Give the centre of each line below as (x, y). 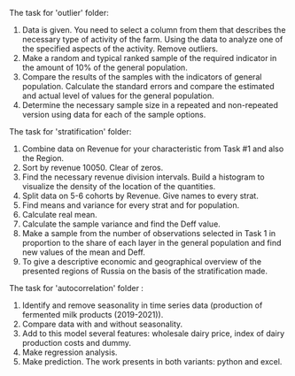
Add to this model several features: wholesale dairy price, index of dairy (153, 334)
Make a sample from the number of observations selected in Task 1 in (149, 233)
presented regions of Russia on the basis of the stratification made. (145, 271)
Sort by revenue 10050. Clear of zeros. (93, 168)
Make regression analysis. (70, 352)
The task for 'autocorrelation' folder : (77, 288)
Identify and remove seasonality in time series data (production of (142, 305)
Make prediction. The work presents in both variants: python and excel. (152, 361)
